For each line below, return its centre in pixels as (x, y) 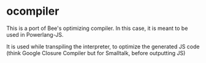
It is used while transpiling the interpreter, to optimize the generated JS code (103, 46)
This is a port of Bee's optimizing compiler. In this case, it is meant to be (97, 28)
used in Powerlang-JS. (35, 34)
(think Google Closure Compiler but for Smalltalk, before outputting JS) (96, 53)
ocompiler (33, 11)
